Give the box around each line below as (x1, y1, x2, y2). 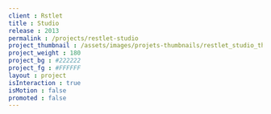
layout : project (8, 71, 67, 79)
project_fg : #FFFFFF (8, 64, 81, 72)
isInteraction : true (8, 79, 81, 87)
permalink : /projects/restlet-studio (8, 34, 139, 43)
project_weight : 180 (8, 49, 81, 57)
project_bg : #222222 (8, 57, 81, 65)
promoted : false (8, 94, 67, 102)
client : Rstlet (8, 11, 63, 20)
